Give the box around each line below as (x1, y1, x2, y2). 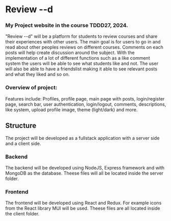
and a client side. (5, 140, 41, 146)
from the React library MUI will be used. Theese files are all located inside (5, 205, 160, 211)
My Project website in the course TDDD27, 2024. (5, 22, 129, 29)
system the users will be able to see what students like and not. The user (5, 60, 159, 67)
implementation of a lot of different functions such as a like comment (5, 55, 150, 61)
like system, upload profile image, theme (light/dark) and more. (5, 106, 138, 113)
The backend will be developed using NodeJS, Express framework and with (5, 164, 165, 170)
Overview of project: (5, 84, 58, 91)
